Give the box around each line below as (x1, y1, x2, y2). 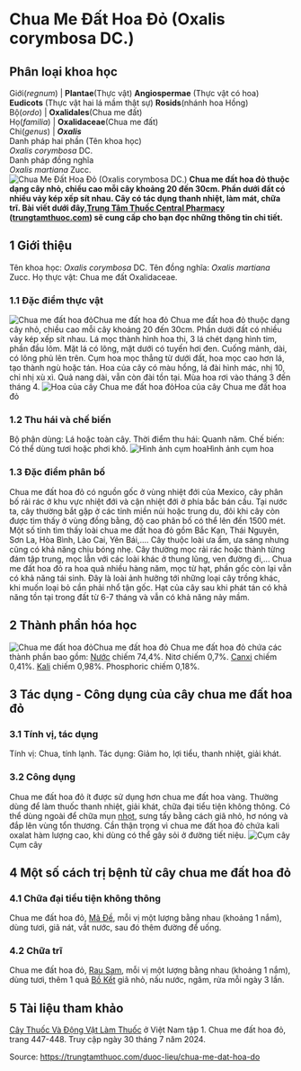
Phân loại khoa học (9, 64, 119, 79)
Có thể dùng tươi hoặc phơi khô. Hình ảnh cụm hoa (9, 444, 274, 454)
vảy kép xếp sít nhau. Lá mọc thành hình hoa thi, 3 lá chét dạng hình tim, (9, 334, 278, 345)
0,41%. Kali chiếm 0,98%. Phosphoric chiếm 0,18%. (9, 661, 200, 671)
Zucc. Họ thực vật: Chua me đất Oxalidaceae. (9, 271, 178, 283)
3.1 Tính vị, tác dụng (9, 727, 99, 740)
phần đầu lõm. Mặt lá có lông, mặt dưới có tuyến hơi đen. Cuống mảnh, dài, (9, 343, 288, 355)
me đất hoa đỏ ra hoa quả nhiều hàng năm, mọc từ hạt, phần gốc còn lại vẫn (9, 562, 292, 573)
